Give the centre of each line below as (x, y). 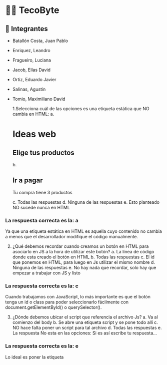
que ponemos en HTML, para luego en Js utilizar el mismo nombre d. (83, 262)
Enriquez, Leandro (31, 50)
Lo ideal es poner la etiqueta (34, 357)
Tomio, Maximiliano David (39, 99)
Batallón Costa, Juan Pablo (40, 41)
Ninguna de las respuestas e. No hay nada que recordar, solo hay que (84, 268)
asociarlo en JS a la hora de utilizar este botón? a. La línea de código (83, 252)
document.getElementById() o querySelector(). (53, 307)
